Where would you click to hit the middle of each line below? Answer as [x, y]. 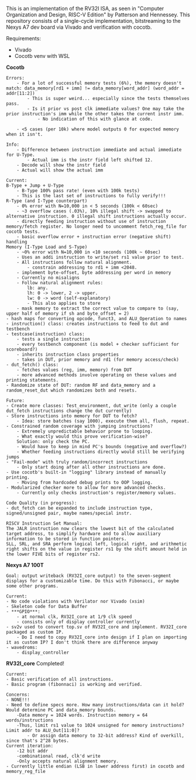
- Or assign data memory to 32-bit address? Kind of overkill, [106, 736]
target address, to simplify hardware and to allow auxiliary [83, 534]
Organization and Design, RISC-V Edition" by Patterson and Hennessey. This [98, 15]
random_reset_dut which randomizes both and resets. [72, 390]
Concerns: [18, 695]
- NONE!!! [18, 700]
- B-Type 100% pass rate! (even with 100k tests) [78, 191]
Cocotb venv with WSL [42, 56]
